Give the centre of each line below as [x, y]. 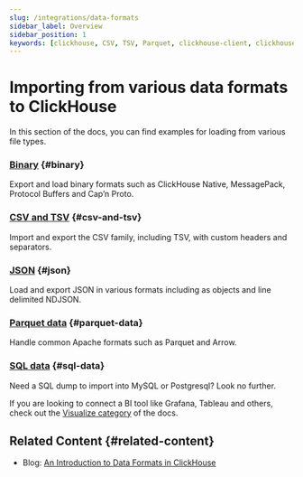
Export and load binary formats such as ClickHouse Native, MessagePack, [147, 184]
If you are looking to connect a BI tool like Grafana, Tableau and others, [141, 403]
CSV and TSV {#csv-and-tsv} [76, 218]
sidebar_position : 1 [48, 34]
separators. [31, 247]
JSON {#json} [40, 270]
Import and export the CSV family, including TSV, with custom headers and [148, 237]
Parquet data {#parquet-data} [76, 323]
